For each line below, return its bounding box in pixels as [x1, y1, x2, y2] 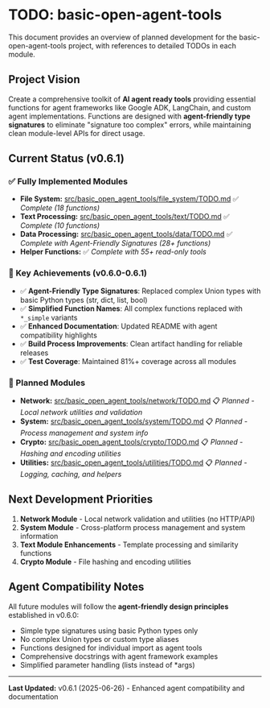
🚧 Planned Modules [8, 377, 86, 388]
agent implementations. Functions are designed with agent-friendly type [8, 111, 251, 121]
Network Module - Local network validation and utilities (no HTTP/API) [19, 514, 256, 524]
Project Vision [8, 72, 80, 86]
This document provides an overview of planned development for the [8, 32, 238, 42]
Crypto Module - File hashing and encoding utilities [19, 557, 191, 566]
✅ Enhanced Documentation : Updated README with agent [19, 321, 218, 331]
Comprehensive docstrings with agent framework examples [19, 651, 219, 661]
